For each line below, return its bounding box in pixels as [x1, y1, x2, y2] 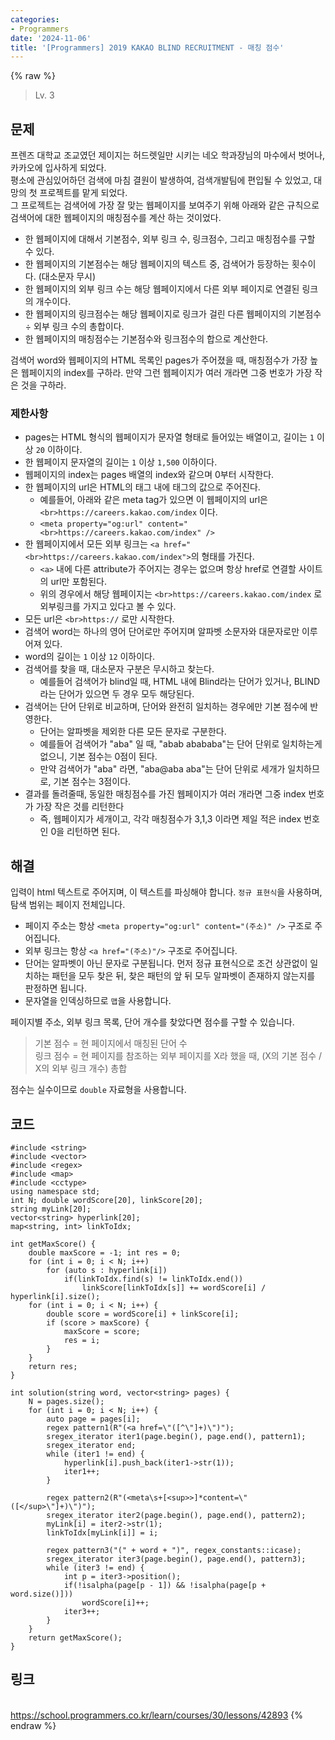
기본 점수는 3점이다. [53, 776, 132, 788]
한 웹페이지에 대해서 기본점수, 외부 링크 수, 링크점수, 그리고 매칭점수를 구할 [24, 233, 316, 245]
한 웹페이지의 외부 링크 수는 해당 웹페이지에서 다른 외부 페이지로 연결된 [24, 283, 300, 295]
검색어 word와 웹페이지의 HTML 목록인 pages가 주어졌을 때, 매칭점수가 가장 [10, 354, 308, 366]
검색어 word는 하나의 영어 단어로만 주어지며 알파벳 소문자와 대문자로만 [24, 626, 300, 638]
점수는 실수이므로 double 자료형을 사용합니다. [10, 1084, 187, 1096]
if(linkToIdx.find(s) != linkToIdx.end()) [63, 1274, 244, 1284]
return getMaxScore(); [28, 1632, 123, 1643]
